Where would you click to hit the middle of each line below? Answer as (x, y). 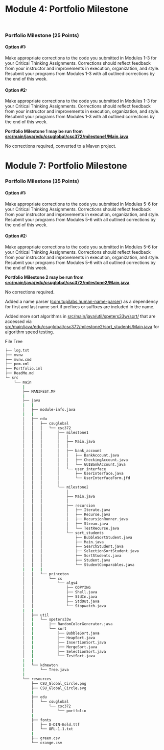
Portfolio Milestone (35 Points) (42, 181)
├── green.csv (46, 738)
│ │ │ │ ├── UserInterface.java (73, 474)
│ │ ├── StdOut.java (61, 601)
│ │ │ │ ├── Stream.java (66, 524)
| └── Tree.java (46, 670)
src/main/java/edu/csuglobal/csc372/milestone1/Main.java (67, 136)
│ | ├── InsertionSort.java (64, 642)
